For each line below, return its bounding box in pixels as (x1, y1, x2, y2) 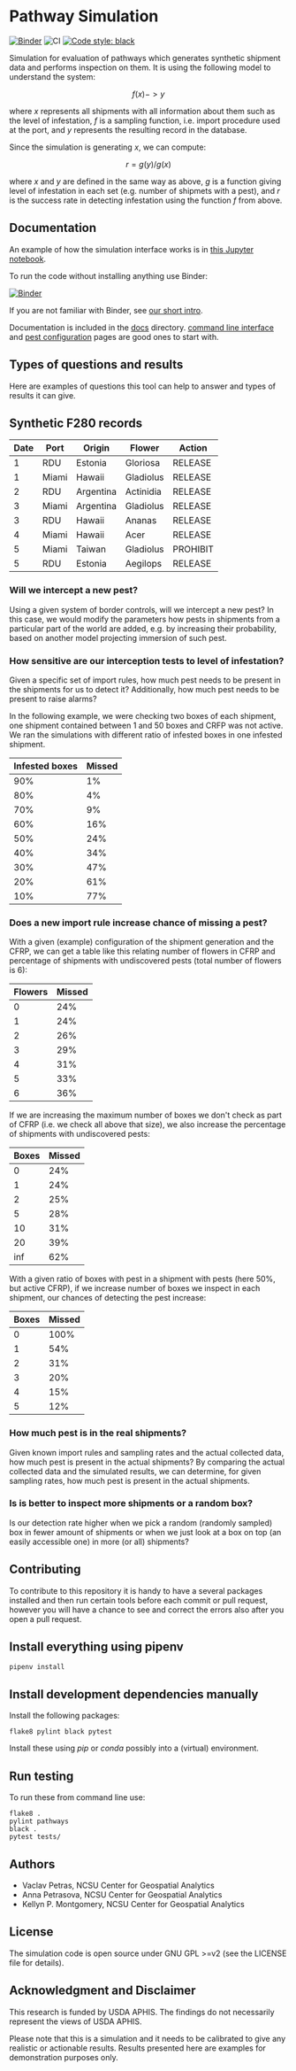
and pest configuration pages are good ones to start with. (9, 331, 219, 342)
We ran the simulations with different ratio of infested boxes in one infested (9, 729, 283, 740)
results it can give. (9, 390, 77, 400)
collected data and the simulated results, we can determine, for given (9, 1465, 262, 1476)
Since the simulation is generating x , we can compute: (9, 142, 206, 152)
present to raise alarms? (9, 693, 97, 704)
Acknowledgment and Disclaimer (9, 1983, 196, 1998)
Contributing (9, 1562, 81, 1577)
